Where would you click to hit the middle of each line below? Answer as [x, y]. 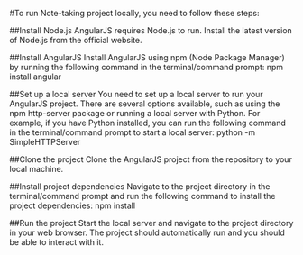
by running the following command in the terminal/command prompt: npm [147, 67]
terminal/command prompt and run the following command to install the [142, 196]
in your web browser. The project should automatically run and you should [147, 232]
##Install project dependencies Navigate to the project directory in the [140, 187]
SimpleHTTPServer [45, 142]
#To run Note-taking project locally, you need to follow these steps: [134, 13]
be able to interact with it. [56, 242]
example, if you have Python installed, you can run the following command [148, 123]
